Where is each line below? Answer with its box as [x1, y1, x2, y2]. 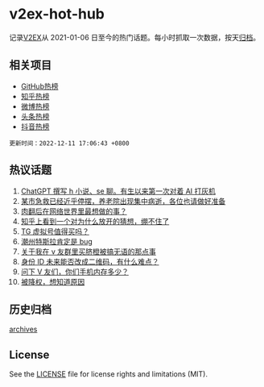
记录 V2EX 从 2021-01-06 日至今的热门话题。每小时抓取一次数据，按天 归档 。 [9, 32, 261, 42]
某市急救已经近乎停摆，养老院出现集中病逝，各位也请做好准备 [20, 196, 226, 206]
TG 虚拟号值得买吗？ [20, 227, 89, 236]
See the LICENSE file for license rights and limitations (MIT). [9, 369, 208, 379]
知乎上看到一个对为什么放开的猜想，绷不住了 [20, 216, 170, 226]
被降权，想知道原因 [20, 277, 85, 286]
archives [9, 324, 38, 335]
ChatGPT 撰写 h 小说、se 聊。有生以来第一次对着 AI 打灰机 [20, 186, 217, 196]
